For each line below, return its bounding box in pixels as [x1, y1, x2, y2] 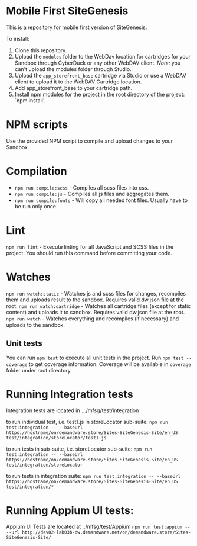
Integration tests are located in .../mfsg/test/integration [6, 407, 139, 414]
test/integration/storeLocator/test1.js [6, 435, 107, 441]
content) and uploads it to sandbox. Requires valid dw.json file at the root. [6, 309, 185, 316]
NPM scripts [6, 118, 68, 131]
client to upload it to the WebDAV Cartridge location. [14, 78, 142, 85]
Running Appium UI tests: [6, 503, 134, 517]
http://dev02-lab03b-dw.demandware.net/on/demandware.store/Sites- [21, 529, 192, 535]
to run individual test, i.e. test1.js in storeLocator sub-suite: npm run [6, 419, 168, 426]
